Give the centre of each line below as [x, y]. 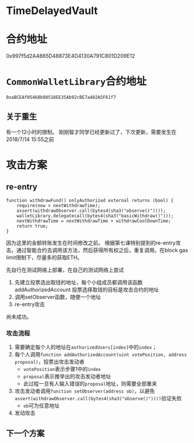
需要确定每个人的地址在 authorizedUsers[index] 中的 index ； [86, 347]
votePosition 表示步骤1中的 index [62, 369]
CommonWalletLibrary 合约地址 [77, 82]
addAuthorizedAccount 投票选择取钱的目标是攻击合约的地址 [87, 289]
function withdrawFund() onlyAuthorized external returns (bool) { [90, 200]
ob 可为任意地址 [41, 406]
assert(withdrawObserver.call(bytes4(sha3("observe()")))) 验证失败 [98, 399]
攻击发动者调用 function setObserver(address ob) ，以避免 [84, 391]
